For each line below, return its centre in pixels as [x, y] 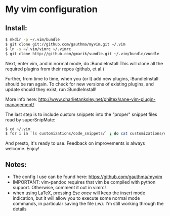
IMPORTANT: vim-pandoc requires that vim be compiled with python [84, 182]
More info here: [21, 99]
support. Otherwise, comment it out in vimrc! [59, 188]
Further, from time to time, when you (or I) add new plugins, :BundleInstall [82, 78]
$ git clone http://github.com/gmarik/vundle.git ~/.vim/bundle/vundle [82, 54]
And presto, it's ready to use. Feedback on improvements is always [75, 143]
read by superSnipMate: [30, 119]
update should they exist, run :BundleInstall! [51, 89]
